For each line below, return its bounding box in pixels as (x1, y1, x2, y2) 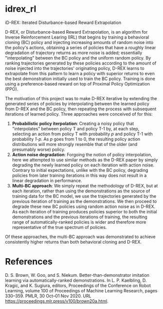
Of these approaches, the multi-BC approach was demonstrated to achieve (5, 233, 156, 240)
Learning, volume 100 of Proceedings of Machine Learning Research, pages (5, 288, 158, 293)
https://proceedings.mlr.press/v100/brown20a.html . (5, 298, 109, 304)
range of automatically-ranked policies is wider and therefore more (12, 219, 146, 225)
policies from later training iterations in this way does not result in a (12, 172, 147, 178)
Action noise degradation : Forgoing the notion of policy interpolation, (12, 151, 152, 157)
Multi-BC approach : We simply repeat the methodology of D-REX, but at (12, 183, 158, 188)
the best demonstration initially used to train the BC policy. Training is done (5, 76, 156, 82)
